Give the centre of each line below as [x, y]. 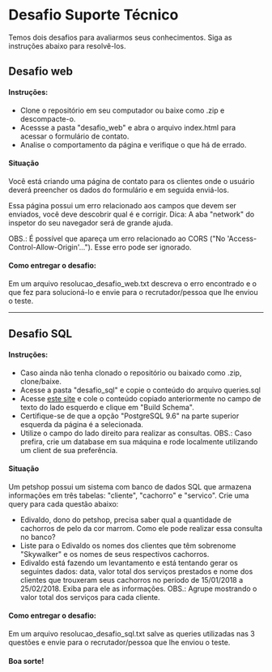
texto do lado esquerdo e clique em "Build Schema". [107, 407]
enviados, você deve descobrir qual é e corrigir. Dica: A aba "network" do [132, 214]
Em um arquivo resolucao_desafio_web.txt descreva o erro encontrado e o [133, 283]
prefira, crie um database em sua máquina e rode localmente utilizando [139, 441]
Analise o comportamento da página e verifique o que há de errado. [133, 144]
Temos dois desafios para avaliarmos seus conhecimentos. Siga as [120, 37]
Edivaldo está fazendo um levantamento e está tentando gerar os [129, 563]
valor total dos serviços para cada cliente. [90, 597]
